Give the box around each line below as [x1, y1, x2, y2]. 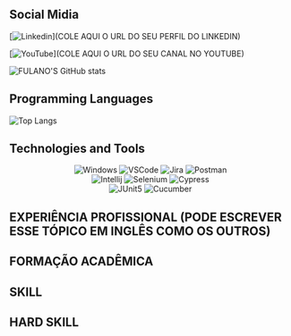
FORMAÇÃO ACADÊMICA [9, 254, 154, 269]
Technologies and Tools [9, 141, 146, 156]
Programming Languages [9, 91, 154, 106]
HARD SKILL [9, 315, 79, 330]
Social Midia [9, 7, 79, 22]
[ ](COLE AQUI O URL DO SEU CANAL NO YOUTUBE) [9, 48, 244, 59]
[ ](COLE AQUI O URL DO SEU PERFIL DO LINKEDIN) [9, 30, 241, 41]
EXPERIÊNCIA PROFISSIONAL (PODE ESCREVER [9, 209, 282, 224]
